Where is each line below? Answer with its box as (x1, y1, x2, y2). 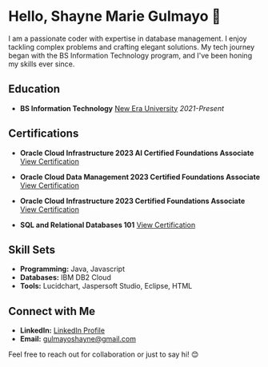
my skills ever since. (8, 59, 75, 69)
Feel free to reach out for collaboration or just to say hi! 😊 (8, 349, 199, 359)
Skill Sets (8, 243, 56, 257)
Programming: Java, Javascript (19, 264, 126, 274)
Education (8, 82, 61, 96)
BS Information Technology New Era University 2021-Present (19, 103, 225, 113)
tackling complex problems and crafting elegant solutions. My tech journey (8, 42, 255, 51)
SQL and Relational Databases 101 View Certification (19, 220, 196, 229)
